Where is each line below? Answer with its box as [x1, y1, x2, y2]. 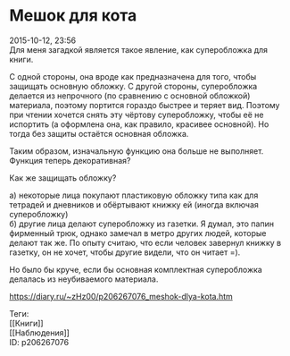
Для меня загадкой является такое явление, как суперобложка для [9, 44, 269, 55]
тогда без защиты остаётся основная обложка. [9, 128, 189, 139]
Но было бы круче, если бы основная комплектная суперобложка [9, 264, 263, 275]
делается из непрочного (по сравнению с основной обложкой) [9, 90, 251, 101]
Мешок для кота [9, 5, 137, 26]
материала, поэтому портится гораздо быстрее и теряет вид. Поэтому [9, 99, 280, 110]
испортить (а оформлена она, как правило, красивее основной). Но [9, 118, 269, 130]
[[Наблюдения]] [9, 327, 70, 338]
